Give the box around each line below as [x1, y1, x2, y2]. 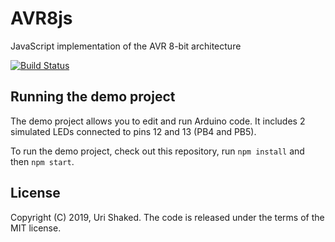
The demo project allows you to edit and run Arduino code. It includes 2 [10, 115, 306, 127]
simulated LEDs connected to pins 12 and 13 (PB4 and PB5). [10, 125, 257, 137]
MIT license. [10, 222, 62, 234]
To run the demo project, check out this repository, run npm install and [10, 145, 305, 157]
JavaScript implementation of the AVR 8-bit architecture [10, 40, 242, 52]
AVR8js [10, 7, 73, 30]
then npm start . [10, 155, 75, 167]
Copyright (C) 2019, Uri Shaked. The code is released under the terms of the [10, 211, 325, 223]
